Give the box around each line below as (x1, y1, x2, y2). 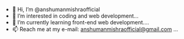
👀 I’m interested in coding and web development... (12, 12, 139, 19)
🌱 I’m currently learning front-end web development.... (12, 19, 150, 26)
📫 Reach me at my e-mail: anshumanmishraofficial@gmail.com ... (12, 26, 178, 33)
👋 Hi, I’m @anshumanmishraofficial (12, 6, 100, 13)
